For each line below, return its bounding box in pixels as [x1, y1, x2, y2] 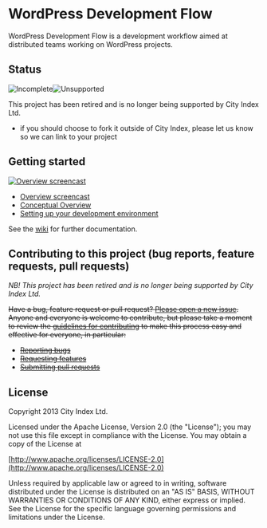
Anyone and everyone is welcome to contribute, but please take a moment [8, 313, 253, 323]
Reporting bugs [19, 345, 71, 355]
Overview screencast [19, 191, 90, 201]
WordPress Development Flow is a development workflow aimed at [8, 31, 229, 41]
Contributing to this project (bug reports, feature [8, 246, 255, 260]
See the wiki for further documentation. [8, 224, 138, 234]
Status [8, 63, 42, 77]
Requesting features [19, 354, 87, 364]
